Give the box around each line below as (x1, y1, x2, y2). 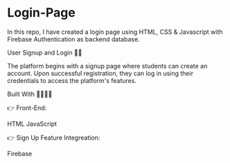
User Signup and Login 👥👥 (7, 48, 82, 57)
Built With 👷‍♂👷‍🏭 (7, 90, 53, 98)
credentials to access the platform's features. (7, 76, 137, 84)
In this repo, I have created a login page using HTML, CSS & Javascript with (7, 28, 223, 36)
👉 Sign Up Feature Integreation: (7, 133, 100, 142)
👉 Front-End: (7, 104, 47, 112)
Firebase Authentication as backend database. (7, 35, 140, 43)
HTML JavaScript (7, 119, 57, 128)
